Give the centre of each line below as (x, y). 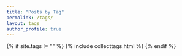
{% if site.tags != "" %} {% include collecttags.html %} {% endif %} (91, 46)
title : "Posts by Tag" (35, 12)
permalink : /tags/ (30, 18)
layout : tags (23, 23)
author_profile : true (34, 29)
